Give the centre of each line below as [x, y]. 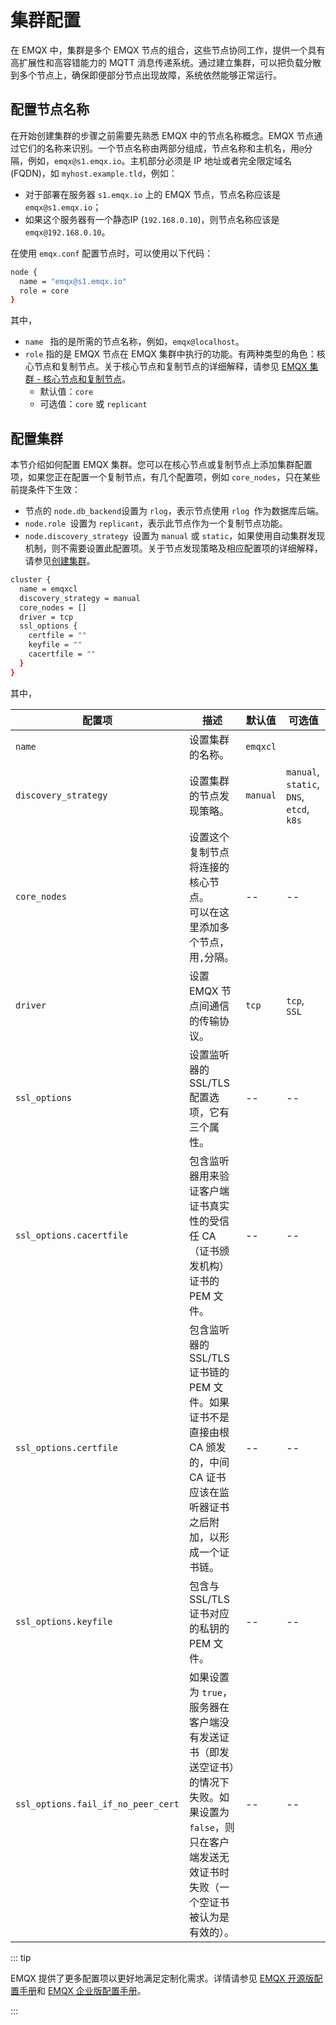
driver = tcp [46, 617]
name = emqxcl [48, 589]
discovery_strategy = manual [80, 598]
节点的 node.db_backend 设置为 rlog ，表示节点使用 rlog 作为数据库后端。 [174, 511]
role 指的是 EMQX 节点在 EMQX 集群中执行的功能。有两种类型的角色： [170, 354]
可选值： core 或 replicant [93, 404]
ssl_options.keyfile [64, 1621]
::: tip [21, 1957]
